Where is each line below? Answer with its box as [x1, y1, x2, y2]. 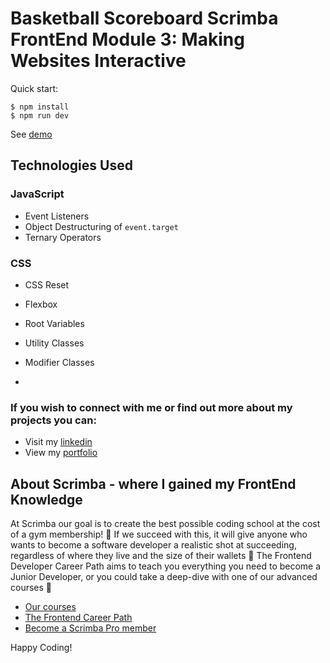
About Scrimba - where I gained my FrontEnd [10, 475, 297, 492]
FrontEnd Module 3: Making [10, 28, 245, 51]
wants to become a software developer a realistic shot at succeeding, [10, 539, 297, 551]
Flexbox [24, 298, 58, 310]
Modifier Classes [24, 356, 95, 368]
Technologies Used [10, 157, 133, 174]
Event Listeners [24, 210, 90, 222]
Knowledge [10, 491, 83, 508]
